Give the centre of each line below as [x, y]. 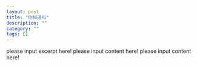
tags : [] [17, 34]
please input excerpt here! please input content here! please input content [99, 51]
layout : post [23, 12]
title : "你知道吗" [28, 17]
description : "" [27, 23]
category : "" [23, 28]
